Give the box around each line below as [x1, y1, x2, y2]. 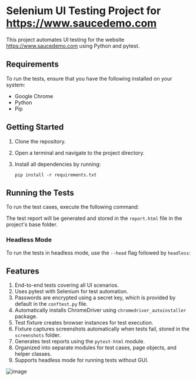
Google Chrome [14, 92, 54, 99]
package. [14, 313, 38, 320]
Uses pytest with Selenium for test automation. [14, 288, 128, 295]
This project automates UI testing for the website [6, 36, 125, 43]
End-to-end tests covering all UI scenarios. [14, 282, 119, 289]
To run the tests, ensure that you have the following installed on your [6, 75, 172, 82]
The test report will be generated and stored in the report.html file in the [6, 215, 182, 222]
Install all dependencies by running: [14, 161, 101, 168]
